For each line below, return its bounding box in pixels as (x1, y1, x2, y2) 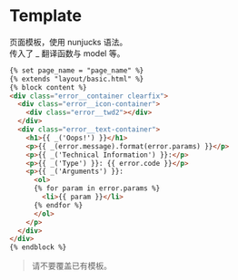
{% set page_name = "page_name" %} (9, 65, 144, 75)
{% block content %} (9, 82, 88, 92)
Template (9, 5, 82, 26)
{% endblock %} (9, 243, 67, 252)
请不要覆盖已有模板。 (31, 260, 112, 272)
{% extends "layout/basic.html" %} (9, 74, 144, 83)
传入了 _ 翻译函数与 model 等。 (9, 47, 125, 59)
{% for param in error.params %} (33, 184, 161, 193)
